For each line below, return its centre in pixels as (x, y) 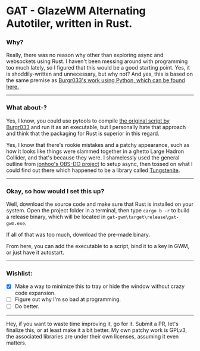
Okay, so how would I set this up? (55, 191)
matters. (16, 343)
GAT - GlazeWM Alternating (76, 11)
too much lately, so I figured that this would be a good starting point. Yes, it (98, 68)
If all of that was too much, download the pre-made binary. (78, 235)
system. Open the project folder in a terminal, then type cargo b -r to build (98, 211)
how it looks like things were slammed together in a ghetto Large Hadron (95, 151)
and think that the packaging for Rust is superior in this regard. (83, 133)
